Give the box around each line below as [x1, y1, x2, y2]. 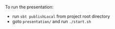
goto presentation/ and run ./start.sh [12, 19, 92, 24]
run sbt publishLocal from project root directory [12, 14, 110, 19]
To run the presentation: [5, 4, 54, 10]
